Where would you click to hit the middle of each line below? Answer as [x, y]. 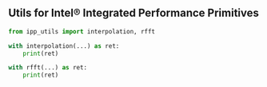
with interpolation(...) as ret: [64, 46]
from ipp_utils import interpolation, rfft [82, 31]
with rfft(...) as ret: [48, 68]
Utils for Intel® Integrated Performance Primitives [134, 13]
